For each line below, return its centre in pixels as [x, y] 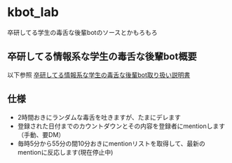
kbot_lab [33, 12]
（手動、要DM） [41, 134]
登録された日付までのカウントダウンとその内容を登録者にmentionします [121, 126]
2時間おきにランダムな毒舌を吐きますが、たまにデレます [99, 117]
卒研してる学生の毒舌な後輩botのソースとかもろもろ [82, 32]
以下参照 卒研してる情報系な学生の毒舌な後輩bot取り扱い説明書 [99, 75]
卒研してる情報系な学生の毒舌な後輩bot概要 [102, 57]
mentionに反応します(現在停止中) [65, 152]
